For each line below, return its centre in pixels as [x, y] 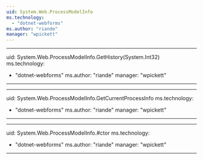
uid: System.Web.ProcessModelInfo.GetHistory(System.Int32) [83, 57]
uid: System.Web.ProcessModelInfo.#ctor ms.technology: [78, 133]
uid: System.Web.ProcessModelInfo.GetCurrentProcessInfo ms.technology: [100, 98]
